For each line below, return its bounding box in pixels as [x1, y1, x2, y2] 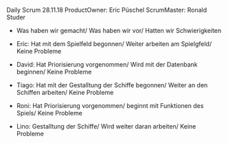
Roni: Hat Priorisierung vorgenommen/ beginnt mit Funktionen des [16, 102, 204, 109]
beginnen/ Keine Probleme [16, 68, 92, 76]
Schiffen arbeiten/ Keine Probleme [16, 89, 114, 96]
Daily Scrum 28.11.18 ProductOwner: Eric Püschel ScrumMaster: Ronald [6, 6, 207, 14]
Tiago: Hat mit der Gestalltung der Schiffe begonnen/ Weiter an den [16, 81, 208, 89]
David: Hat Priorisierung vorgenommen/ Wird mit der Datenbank [16, 60, 198, 68]
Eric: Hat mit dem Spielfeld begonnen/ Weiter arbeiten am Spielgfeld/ [16, 40, 212, 47]
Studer [6, 13, 25, 21]
